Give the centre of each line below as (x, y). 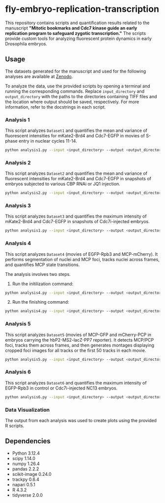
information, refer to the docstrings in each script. (55, 107)
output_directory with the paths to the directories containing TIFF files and (81, 96)
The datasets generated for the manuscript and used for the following (76, 71)
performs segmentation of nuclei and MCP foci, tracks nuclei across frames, (82, 259)
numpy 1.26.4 (26, 464)
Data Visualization (27, 410)
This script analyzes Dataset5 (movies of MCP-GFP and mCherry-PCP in (78, 335)
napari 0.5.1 (24, 484)
